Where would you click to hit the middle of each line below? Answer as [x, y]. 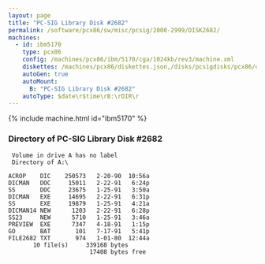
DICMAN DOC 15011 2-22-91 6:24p [79, 183]
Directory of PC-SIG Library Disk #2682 [86, 139]
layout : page [30, 15]
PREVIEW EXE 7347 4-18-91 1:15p [79, 224]
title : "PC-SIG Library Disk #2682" [68, 23]
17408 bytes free [118, 252]
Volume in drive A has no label [65, 155]
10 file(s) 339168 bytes [80, 245]
